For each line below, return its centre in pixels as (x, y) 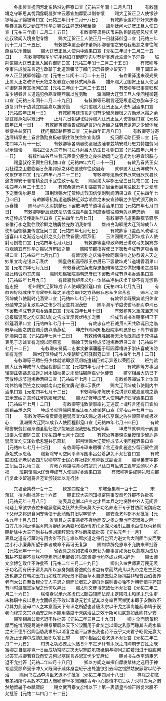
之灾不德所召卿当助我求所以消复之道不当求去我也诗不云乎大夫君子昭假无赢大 (83, 631)
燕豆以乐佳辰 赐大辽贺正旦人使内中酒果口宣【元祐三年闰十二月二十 (77, 51)
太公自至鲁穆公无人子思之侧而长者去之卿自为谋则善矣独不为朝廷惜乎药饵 (87, 582)
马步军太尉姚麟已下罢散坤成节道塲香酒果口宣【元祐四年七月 (93, 205)
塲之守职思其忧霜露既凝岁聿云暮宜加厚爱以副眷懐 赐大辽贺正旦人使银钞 (82, 13)
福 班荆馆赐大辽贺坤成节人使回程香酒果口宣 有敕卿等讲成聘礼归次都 (82, 472)
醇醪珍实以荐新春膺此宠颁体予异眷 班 (117, 57)
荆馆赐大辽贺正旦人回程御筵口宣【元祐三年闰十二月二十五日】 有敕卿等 (82, 63)
